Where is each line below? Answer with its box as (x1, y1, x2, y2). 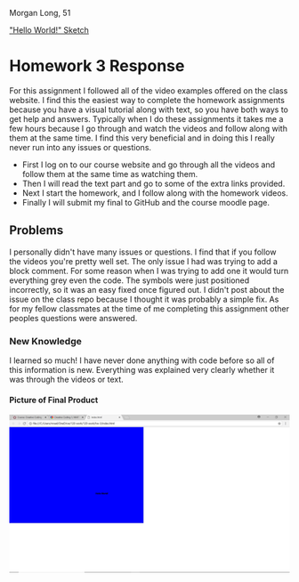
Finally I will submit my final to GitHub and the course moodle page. (21, 197, 270, 207)
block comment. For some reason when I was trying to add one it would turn (9, 265, 289, 276)
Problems (9, 222, 64, 238)
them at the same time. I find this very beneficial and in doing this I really (9, 133, 276, 143)
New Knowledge (9, 335, 83, 347)
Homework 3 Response (9, 56, 185, 77)
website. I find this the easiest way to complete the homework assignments (9, 94, 285, 105)
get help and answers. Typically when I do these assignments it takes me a (9, 113, 284, 124)
